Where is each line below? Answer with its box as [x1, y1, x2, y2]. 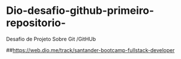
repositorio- [6, 16, 66, 30]
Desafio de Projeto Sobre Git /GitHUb [6, 35, 96, 42]
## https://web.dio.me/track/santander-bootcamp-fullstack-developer [6, 46, 175, 53]
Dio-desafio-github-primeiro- [6, 4, 155, 17]
